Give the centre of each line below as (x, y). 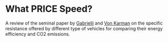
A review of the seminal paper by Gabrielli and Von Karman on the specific (84, 23)
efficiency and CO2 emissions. (38, 34)
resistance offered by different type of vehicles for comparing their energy (84, 28)
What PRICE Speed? (49, 9)
